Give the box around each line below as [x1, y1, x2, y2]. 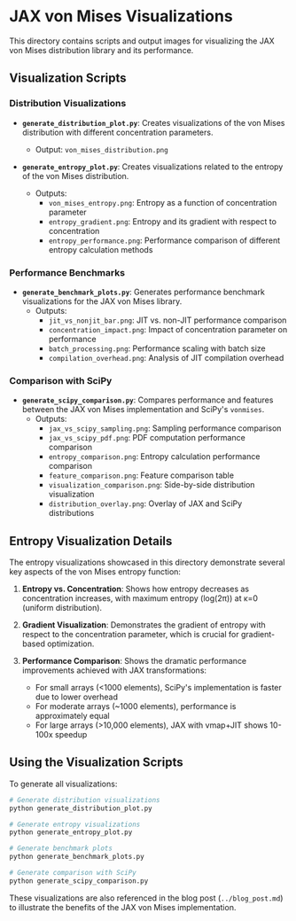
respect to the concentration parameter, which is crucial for [21, 629, 239, 640]
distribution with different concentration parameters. [21, 127, 214, 137]
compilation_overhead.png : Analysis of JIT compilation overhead [48, 352, 284, 363]
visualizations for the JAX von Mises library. [21, 295, 183, 307]
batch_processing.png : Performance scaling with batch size [48, 343, 266, 354]
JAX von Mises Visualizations [9, 6, 233, 27]
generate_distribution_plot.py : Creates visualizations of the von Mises [21, 117, 285, 128]
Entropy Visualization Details [9, 534, 173, 549]
